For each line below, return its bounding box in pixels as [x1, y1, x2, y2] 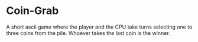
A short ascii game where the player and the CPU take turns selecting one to [6, 23, 193, 30]
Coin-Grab [6, 4, 59, 17]
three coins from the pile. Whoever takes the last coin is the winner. [6, 29, 170, 36]
